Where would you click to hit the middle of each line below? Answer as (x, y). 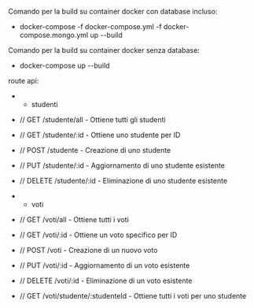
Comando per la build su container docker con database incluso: (113, 11)
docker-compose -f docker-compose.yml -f (91, 26)
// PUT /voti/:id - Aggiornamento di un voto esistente (105, 265)
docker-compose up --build (64, 65)
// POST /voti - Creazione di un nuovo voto (88, 250)
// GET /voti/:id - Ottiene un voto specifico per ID (98, 235)
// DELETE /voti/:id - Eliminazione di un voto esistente (106, 280)
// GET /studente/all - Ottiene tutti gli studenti (93, 120)
